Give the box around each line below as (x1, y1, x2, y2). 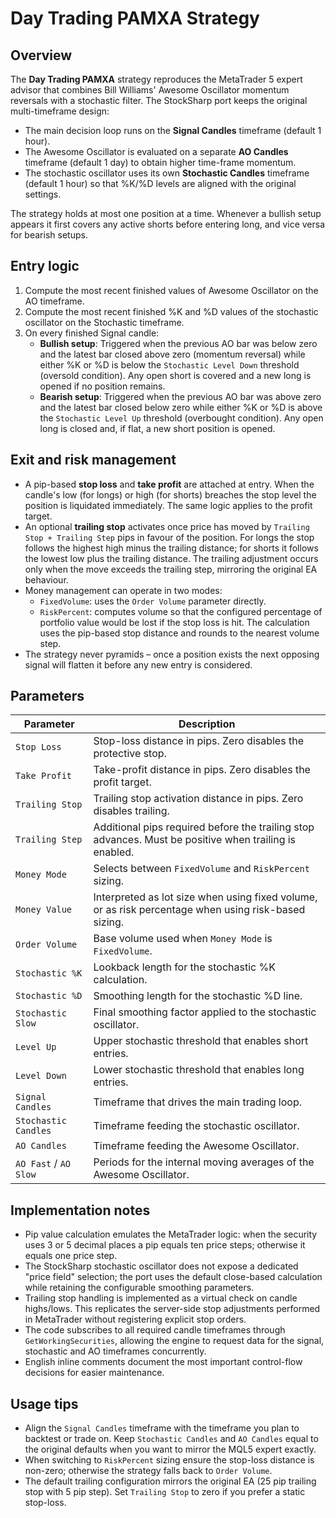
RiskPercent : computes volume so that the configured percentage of (39, 605, 323, 617)
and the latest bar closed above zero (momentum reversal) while (39, 348, 306, 360)
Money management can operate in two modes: (24, 584, 223, 596)
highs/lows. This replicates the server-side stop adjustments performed (24, 1303, 321, 1315)
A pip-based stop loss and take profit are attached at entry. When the (24, 478, 315, 490)
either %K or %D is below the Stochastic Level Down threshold (39, 358, 300, 371)
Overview (10, 47, 73, 64)
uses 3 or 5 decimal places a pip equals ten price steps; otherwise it (24, 1239, 306, 1251)
